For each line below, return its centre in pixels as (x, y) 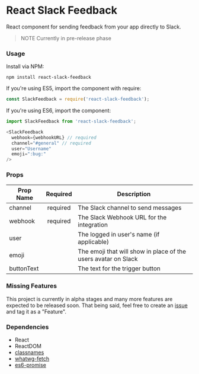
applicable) (94, 242)
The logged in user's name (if (119, 234)
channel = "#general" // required (52, 143)
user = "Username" (31, 149)
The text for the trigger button (119, 268)
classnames (29, 353)
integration (93, 225)
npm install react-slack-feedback (49, 78)
